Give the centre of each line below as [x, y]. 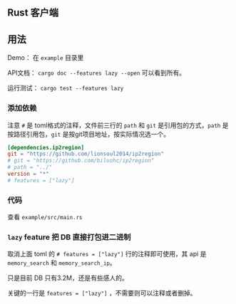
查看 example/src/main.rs [45, 217]
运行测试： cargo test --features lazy [66, 88]
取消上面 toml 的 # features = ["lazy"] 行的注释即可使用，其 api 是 [107, 254]
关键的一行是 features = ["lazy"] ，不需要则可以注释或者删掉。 [102, 293]
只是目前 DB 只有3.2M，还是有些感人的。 [68, 278]
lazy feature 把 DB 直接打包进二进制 [69, 237]
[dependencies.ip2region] [46, 147]
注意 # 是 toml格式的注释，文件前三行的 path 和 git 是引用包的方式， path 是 [118, 125]
